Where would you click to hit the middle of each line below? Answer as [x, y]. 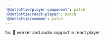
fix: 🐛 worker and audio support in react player [52, 33]
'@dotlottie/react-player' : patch [41, 14]
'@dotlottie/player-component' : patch [45, 10]
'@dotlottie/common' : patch [34, 19]
